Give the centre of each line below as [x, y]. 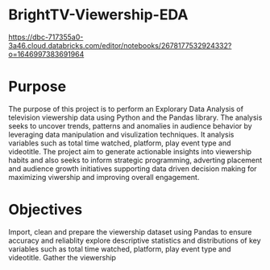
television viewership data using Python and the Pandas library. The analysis [135, 117]
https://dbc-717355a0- [46, 37]
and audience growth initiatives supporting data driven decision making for [133, 168]
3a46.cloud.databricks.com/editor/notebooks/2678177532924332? [120, 45]
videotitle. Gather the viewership [62, 257]
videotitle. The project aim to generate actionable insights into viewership [130, 151]
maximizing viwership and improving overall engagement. [104, 177]
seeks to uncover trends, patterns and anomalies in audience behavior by [130, 125]
